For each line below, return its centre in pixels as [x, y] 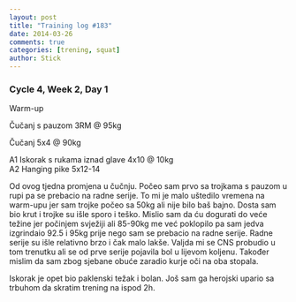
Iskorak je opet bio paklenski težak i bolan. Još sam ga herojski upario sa [142, 278]
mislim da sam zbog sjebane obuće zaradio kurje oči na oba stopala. [134, 261]
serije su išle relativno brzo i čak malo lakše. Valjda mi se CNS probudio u [142, 243]
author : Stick [35, 58]
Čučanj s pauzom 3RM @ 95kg [65, 125]
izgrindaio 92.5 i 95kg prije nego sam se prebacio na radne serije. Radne [141, 233]
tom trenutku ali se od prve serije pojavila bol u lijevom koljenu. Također [139, 252]
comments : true [37, 42]
